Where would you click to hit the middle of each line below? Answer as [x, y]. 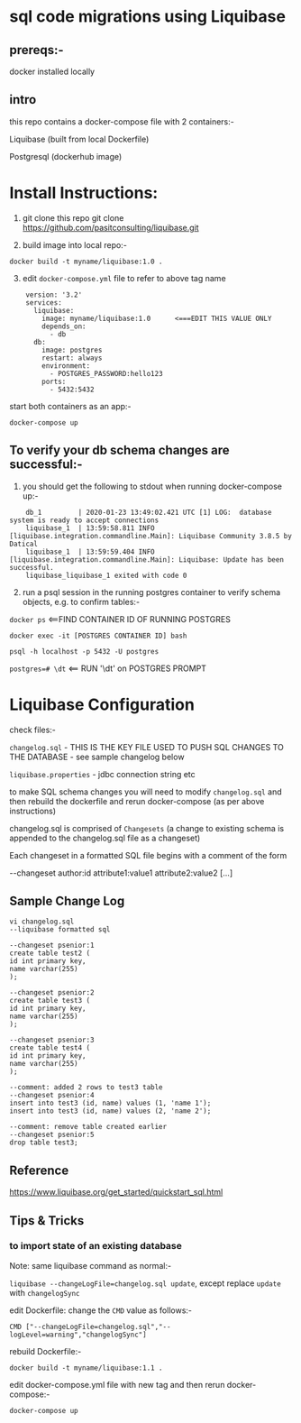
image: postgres [72, 350]
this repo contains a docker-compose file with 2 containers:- [122, 121]
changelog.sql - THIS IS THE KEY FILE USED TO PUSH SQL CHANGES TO [146, 747]
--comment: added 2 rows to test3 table [87, 1088]
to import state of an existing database [96, 1246]
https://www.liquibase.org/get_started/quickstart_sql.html [116, 1192]
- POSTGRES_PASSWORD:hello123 [106, 373]
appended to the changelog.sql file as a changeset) [105, 838]
